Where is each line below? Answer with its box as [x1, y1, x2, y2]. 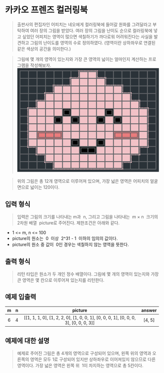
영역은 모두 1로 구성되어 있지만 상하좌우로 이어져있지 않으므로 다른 [30, 356, 156, 362]
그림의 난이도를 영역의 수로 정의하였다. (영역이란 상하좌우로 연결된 [30, 39, 156, 45]
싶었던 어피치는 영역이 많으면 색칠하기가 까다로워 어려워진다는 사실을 [22, 34, 153, 39]
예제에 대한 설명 [5, 336, 50, 345]
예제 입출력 [5, 293, 37, 301]
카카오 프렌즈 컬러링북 [5, 4, 88, 16]
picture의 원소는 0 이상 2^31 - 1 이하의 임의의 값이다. [12, 236, 118, 241]
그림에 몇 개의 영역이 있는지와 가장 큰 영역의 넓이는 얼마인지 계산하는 [17, 56, 147, 62]
